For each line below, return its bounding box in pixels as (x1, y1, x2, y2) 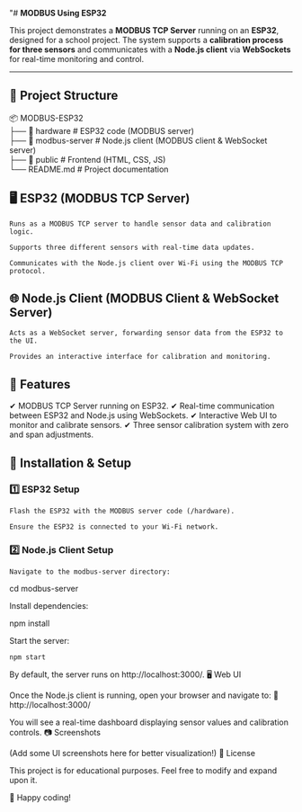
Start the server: (9, 636, 70, 647)
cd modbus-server (9, 584, 79, 594)
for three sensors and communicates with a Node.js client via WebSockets (9, 44, 291, 55)
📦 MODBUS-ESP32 (9, 112, 84, 123)
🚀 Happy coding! (9, 792, 72, 803)
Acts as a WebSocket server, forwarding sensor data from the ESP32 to (9, 328, 283, 338)
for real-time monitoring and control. (9, 54, 145, 64)
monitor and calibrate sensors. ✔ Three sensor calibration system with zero (9, 420, 289, 431)
